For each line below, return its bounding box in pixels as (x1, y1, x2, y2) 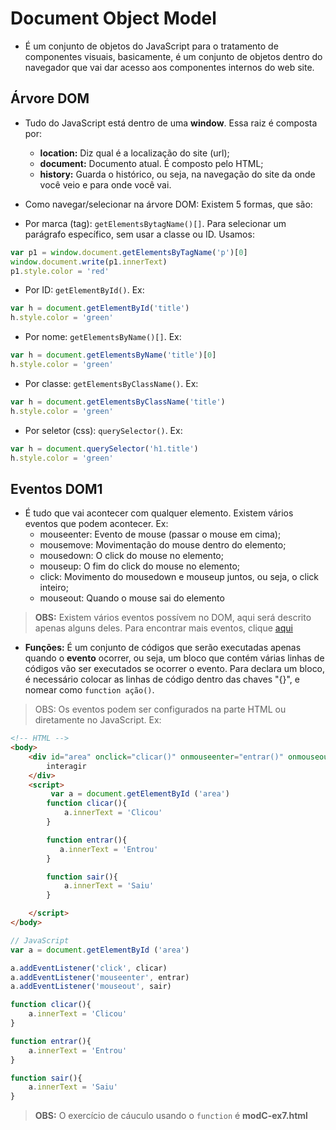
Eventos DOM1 (10, 480, 103, 497)
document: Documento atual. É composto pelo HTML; (39, 157, 264, 169)
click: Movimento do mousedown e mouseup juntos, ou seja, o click (39, 571, 319, 583)
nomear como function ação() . (24, 684, 155, 696)
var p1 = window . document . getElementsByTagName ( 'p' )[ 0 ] (10, 247, 248, 257)
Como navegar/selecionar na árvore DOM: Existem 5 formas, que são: (24, 198, 313, 210)
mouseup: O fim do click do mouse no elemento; (39, 560, 241, 572)
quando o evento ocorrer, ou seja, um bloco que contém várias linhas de (24, 652, 325, 664)
